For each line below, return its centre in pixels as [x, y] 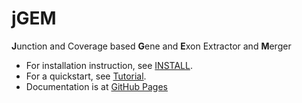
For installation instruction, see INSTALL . [109, 65]
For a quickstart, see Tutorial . [86, 76]
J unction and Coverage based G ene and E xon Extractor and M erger [151, 46]
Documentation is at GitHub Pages [97, 86]
